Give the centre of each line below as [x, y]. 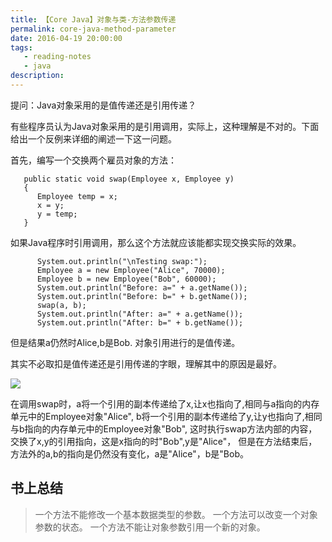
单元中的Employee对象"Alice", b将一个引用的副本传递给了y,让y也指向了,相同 [166, 416]
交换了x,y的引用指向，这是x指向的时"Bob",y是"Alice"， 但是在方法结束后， [164, 441]
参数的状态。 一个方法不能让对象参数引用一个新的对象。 [150, 527]
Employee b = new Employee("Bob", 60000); [126, 279]
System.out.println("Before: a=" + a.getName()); [142, 287]
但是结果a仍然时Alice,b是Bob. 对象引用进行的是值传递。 [125, 342]
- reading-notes [57, 57]
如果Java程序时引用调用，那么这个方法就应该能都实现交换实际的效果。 [156, 242]
